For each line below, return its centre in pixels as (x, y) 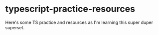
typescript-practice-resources (70, 9)
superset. (15, 27)
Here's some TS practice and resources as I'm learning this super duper (79, 22)
